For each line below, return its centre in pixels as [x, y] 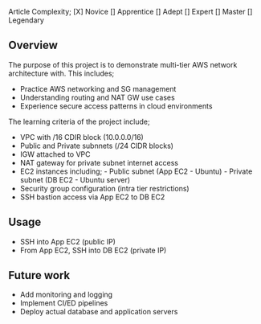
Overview [33, 45]
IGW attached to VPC [55, 154]
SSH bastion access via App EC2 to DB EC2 [92, 197]
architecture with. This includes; [61, 73]
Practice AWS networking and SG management [98, 88]
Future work [39, 275]
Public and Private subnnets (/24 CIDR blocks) [97, 146]
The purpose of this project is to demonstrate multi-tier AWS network [123, 64]
